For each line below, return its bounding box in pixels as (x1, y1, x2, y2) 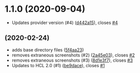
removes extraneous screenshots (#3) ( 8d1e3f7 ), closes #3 (11, 57, 133, 63)
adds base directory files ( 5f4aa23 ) (11, 47, 84, 52)
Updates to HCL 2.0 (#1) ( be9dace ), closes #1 (11, 62, 105, 68)
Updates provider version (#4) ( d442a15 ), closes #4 (11, 20, 118, 25)
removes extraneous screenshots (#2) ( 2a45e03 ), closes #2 (11, 52, 135, 58)
